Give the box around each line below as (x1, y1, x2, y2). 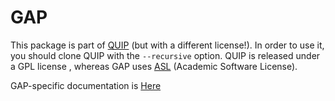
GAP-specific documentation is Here (10, 79, 162, 91)
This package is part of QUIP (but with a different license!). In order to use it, (10, 39, 325, 51)
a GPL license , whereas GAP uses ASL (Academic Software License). (10, 60, 298, 72)
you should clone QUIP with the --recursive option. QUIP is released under (10, 49, 321, 61)
